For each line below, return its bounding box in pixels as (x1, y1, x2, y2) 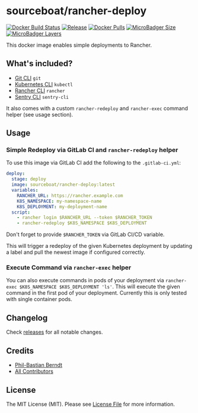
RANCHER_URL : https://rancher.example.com (17, 192, 123, 199)
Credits (6, 346, 34, 356)
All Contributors (14, 368, 53, 375)
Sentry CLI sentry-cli (14, 93, 69, 100)
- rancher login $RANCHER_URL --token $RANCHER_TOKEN (17, 215, 152, 221)
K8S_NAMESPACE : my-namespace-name (17, 198, 102, 204)
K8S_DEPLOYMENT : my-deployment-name (17, 204, 108, 209)
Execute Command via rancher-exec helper (6, 263, 132, 272)
